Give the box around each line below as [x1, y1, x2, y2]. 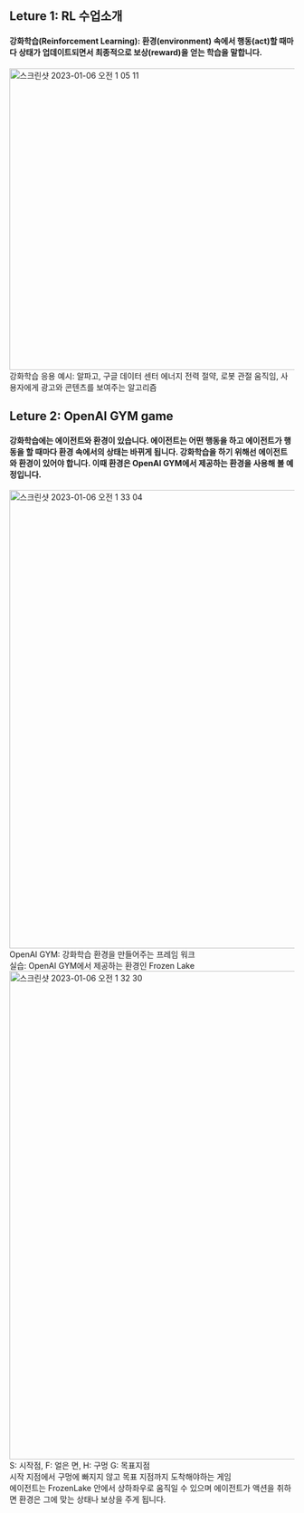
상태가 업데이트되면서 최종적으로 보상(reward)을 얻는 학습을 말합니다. [18, 46, 262, 57]
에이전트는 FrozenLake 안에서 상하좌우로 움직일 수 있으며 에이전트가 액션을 [9, 1483, 275, 1494]
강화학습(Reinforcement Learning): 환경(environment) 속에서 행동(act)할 [9, 35, 278, 46]
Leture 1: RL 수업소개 [9, 8, 123, 24]
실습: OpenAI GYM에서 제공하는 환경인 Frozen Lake [9, 961, 195, 972]
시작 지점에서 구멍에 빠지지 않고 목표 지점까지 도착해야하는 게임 [9, 1471, 233, 1482]
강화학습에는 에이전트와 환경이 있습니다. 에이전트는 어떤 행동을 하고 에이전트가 [9, 435, 282, 445]
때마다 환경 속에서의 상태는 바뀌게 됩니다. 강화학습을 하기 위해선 [34, 446, 257, 457]
